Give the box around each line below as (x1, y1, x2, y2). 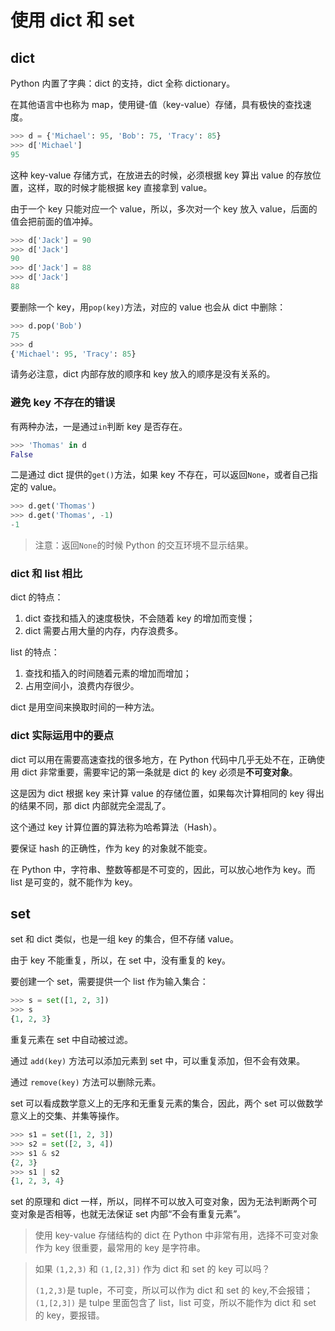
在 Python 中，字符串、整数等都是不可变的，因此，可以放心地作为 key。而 (10, 863, 316, 875)
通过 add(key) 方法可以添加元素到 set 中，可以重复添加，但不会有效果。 (10, 1055, 306, 1067)
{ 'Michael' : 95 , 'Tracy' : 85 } (10, 349, 137, 359)
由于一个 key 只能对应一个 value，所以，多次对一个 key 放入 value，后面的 (10, 202, 318, 215)
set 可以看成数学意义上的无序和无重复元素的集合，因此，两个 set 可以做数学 (10, 1097, 324, 1110)
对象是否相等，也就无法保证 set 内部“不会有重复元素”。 (18, 1208, 247, 1220)
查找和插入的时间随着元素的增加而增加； (24, 667, 192, 680)
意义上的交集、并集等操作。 (10, 1110, 125, 1122)
